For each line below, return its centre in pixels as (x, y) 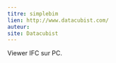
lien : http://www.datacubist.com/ (58, 20)
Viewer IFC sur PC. (35, 53)
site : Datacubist (33, 33)
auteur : (19, 27)
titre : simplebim (33, 14)
